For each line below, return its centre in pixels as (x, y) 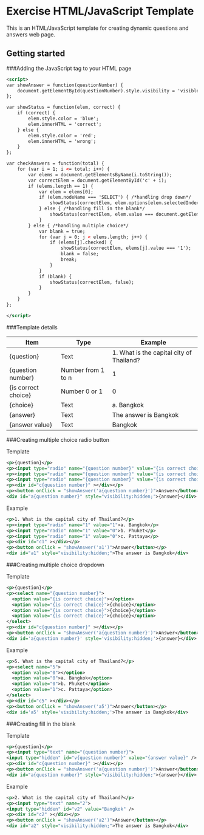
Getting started (36, 54)
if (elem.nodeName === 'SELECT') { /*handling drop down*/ (115, 198)
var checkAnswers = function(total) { (55, 163)
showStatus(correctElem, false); (92, 282)
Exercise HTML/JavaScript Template (100, 11)
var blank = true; (62, 231)
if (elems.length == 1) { (61, 186)
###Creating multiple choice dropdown (56, 565)
